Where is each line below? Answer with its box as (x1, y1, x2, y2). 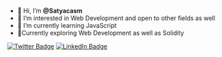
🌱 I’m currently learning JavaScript (17, 22, 117, 29)
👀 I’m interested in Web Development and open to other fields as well (17, 14, 216, 22)
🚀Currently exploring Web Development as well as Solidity (17, 28, 184, 37)
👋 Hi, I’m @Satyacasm (17, 7, 83, 15)
